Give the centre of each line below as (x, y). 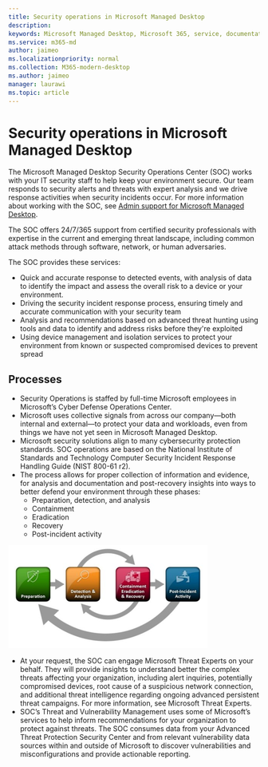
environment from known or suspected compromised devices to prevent (138, 346)
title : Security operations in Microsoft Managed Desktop (106, 17)
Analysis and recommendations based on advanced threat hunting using (139, 320)
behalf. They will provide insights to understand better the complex (130, 670)
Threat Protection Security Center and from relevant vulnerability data (134, 737)
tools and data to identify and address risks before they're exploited (131, 329)
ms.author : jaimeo (39, 76)
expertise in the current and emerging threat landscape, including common (131, 239)
